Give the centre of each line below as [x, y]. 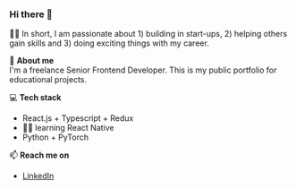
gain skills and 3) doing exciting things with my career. [110, 43]
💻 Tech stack [35, 98]
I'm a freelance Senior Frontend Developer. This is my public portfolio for [143, 70]
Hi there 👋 [31, 14]
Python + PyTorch [55, 137]
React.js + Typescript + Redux [78, 118]
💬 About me [32, 61]
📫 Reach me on [39, 155]
